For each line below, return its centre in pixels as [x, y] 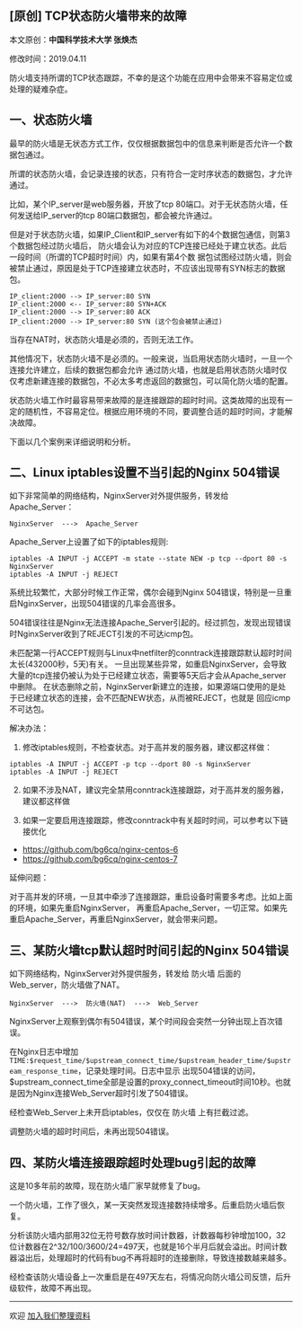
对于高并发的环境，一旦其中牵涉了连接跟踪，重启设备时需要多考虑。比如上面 [151, 897]
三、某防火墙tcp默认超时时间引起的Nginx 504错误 [149, 950]
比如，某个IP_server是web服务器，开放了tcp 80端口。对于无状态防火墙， [145, 204]
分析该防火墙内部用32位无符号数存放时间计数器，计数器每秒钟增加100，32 [147, 1236]
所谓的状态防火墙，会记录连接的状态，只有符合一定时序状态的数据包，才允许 [151, 173]
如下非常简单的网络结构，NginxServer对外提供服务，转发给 [119, 496]
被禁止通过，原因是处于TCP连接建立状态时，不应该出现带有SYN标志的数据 [147, 268]
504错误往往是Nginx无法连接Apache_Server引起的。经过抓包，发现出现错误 [151, 623]
